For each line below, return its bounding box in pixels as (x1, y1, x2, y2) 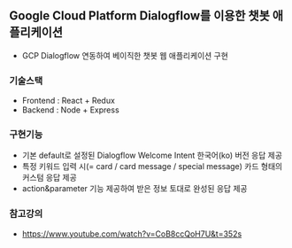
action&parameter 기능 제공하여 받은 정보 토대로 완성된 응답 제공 (21, 183, 248, 194)
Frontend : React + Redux (21, 96, 115, 106)
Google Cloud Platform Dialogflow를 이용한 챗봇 (9, 8, 270, 24)
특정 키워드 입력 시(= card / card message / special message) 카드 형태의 (21, 161, 283, 172)
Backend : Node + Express (21, 105, 119, 115)
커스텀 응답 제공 (21, 172, 77, 183)
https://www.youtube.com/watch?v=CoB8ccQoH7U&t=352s (21, 229, 242, 239)
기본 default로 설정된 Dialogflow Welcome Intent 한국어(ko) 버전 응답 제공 (21, 150, 283, 161)
